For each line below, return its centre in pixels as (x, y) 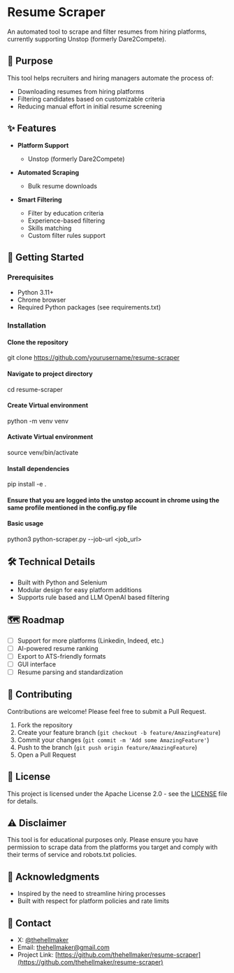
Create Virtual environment (48, 405)
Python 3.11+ (36, 293)
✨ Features (32, 128)
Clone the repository (38, 342)
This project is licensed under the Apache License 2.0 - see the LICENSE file (117, 793)
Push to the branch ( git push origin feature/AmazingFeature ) (107, 747)
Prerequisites (30, 277)
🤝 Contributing (40, 695)
